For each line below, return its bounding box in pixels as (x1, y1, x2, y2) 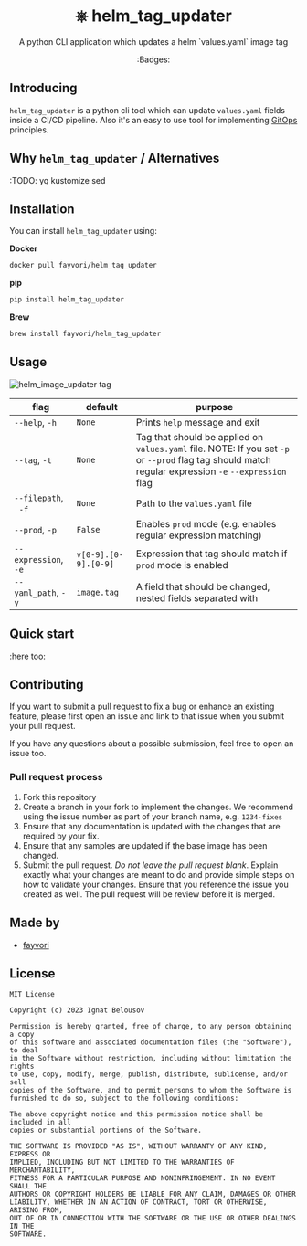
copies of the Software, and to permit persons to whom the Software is (9, 1086, 292, 1095)
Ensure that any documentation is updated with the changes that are (22, 820, 281, 831)
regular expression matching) (135, 529, 262, 542)
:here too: (9, 650, 46, 661)
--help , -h (14, 416, 58, 428)
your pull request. (9, 721, 76, 732)
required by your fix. (22, 830, 100, 841)
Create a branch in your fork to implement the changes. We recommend (22, 801, 294, 812)
